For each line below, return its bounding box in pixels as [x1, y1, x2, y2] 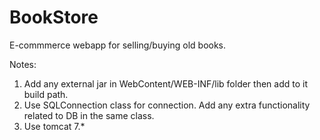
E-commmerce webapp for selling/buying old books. [9, 39, 227, 51]
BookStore [9, 6, 99, 29]
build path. [23, 88, 69, 100]
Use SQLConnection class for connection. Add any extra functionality [23, 99, 311, 111]
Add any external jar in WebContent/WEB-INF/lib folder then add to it [23, 77, 308, 90]
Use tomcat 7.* [23, 120, 86, 132]
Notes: [9, 58, 37, 70]
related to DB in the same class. [23, 109, 155, 121]
